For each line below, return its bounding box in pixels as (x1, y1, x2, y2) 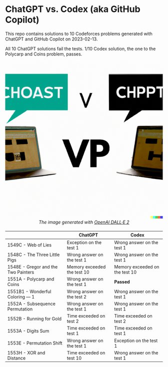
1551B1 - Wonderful (7, 288, 51, 294)
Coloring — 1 (7, 293, 35, 299)
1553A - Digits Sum (7, 327, 49, 333)
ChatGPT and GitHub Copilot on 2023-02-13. (5, 36, 98, 42)
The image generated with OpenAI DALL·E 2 (38, 219, 129, 225)
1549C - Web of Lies (7, 242, 51, 248)
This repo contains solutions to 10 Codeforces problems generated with (5, 30, 152, 36)
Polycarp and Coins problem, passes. (5, 51, 82, 57)
